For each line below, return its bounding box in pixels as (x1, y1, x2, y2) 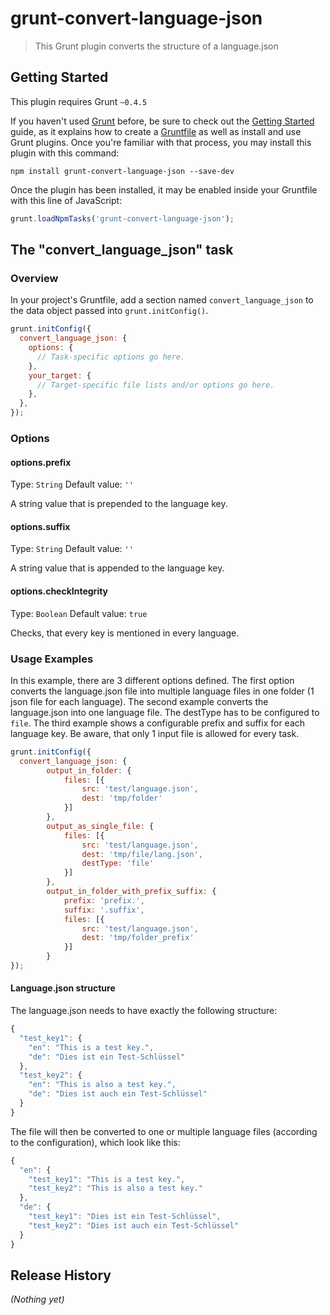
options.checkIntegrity (10, 585, 109, 597)
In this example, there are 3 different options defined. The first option (10, 674, 295, 686)
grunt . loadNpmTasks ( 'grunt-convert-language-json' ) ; (10, 213, 235, 224)
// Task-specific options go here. (36, 352, 186, 362)
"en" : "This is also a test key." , (28, 1080, 177, 1090)
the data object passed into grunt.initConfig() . (10, 305, 209, 317)
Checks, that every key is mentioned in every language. (10, 627, 240, 639)
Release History (10, 1267, 112, 1284)
